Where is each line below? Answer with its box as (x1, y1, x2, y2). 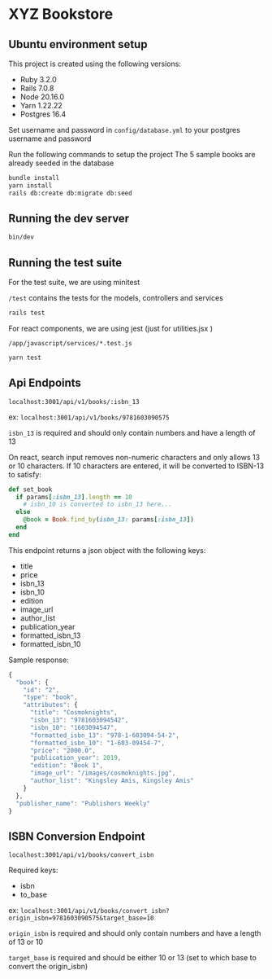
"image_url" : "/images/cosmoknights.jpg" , (29, 769, 176, 778)
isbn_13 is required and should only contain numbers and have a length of (8, 428, 256, 437)
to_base (19, 889, 47, 900)
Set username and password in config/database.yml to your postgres (8, 125, 241, 134)
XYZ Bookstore (8, 5, 114, 24)
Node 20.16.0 (19, 92, 65, 102)
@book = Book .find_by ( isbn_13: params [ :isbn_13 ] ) (23, 516, 195, 524)
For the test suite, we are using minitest (8, 278, 140, 288)
